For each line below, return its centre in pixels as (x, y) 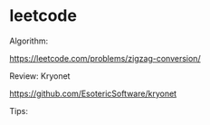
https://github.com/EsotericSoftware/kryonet (93, 93)
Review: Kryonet (40, 76)
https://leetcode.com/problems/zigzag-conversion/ (105, 58)
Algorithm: (29, 41)
